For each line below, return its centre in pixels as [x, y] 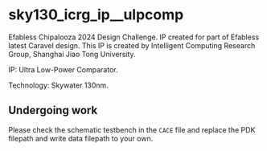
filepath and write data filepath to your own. [81, 138]
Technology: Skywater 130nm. [58, 85]
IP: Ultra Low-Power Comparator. [63, 69]
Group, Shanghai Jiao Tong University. [72, 54]
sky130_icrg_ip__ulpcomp [96, 15]
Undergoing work [53, 110]
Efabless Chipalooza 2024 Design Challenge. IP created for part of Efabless [134, 37]
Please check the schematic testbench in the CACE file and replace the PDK [132, 129]
